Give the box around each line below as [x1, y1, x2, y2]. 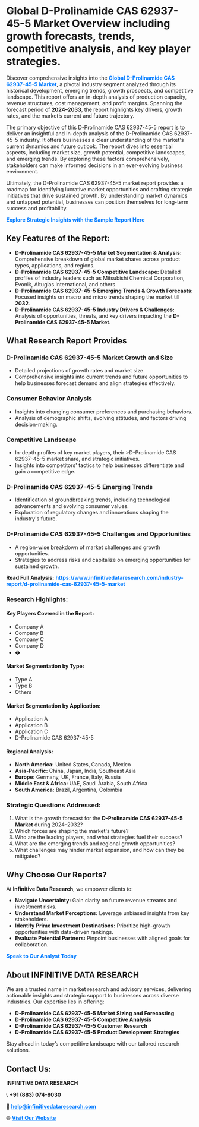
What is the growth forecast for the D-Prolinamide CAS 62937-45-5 [14, 815, 183, 822]
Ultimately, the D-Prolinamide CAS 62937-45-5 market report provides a [6, 179, 184, 187]
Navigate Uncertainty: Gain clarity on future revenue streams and [14, 897, 177, 904]
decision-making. [14, 421, 58, 428]
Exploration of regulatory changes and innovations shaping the [14, 509, 169, 516]
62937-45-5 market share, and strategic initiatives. [14, 456, 140, 463]
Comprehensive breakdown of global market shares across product [14, 255, 181, 263]
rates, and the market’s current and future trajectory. [6, 112, 135, 119]
